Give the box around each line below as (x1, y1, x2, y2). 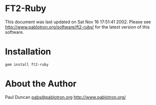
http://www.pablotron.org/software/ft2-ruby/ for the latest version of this (5, 24, 150, 30)
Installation (5, 46, 51, 57)
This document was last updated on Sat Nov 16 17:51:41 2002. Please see (5, 19, 151, 25)
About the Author (5, 78, 77, 90)
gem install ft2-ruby (5, 62, 49, 67)
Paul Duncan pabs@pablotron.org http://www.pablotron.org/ (5, 94, 126, 100)
